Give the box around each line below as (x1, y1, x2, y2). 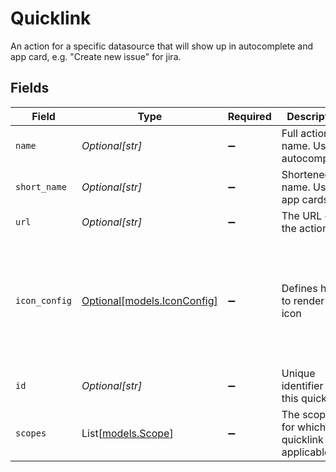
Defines (281, 281, 318, 295)
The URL (281, 208, 323, 222)
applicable (281, 445, 331, 459)
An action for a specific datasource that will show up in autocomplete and (10, 40, 314, 52)
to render (281, 293, 325, 307)
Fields (10, 80, 50, 97)
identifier (281, 378, 324, 392)
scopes (15, 427, 47, 439)
